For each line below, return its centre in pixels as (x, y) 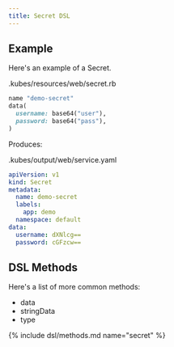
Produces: (25, 144)
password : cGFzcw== (49, 242)
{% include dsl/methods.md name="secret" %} (87, 336)
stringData (37, 311)
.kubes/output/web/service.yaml (63, 159)
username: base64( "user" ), (61, 114)
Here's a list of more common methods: (74, 287)
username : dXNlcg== (49, 235)
